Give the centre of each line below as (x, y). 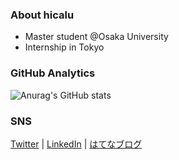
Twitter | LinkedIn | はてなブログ (76, 144)
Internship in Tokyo (64, 47)
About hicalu (42, 15)
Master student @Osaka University (96, 37)
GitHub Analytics (53, 73)
